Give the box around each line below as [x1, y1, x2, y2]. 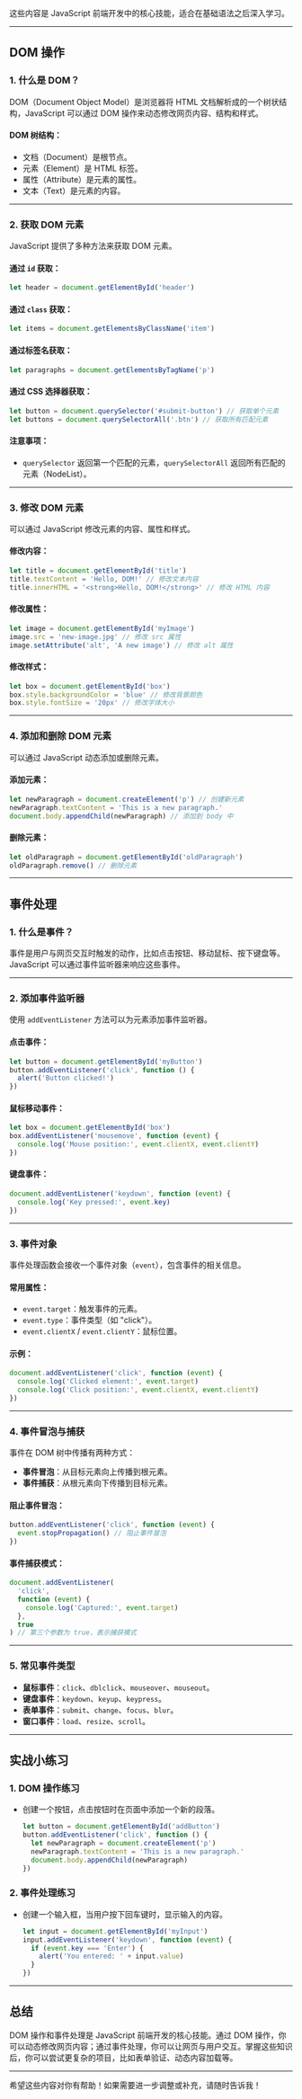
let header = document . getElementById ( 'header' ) [9, 283, 195, 292]
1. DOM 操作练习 [9, 1782, 80, 1794]
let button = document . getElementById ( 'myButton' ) [9, 1057, 203, 1066]
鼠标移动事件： [9, 1102, 65, 1113]
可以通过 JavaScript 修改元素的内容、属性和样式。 [9, 523, 196, 534]
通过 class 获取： [9, 304, 74, 315]
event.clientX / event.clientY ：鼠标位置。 [22, 1326, 182, 1337]
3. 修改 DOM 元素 [9, 502, 84, 514]
